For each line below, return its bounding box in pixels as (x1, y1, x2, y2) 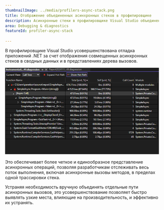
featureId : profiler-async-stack (5, 28, 73, 34)
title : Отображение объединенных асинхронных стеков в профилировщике (5, 13, 152, 18)
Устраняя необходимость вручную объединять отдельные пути (5, 184, 139, 190)
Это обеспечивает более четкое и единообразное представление (5, 159, 143, 165)
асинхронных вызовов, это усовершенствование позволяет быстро (5, 189, 147, 195)
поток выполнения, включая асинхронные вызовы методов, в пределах (5, 169, 155, 175)
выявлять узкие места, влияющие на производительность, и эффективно (5, 194, 159, 200)
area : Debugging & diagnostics (5, 23, 69, 28)
